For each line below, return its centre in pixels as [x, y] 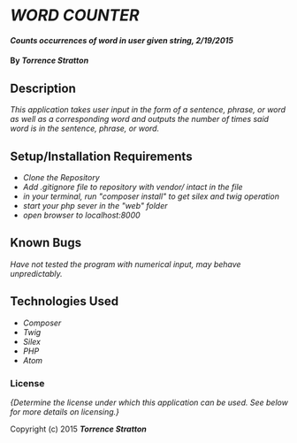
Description [43, 88]
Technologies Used [64, 302]
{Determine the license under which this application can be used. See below [149, 402]
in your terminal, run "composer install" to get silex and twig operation [151, 196]
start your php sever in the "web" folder [95, 206]
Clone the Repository [61, 177]
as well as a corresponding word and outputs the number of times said [139, 119]
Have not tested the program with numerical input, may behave [126, 264]
